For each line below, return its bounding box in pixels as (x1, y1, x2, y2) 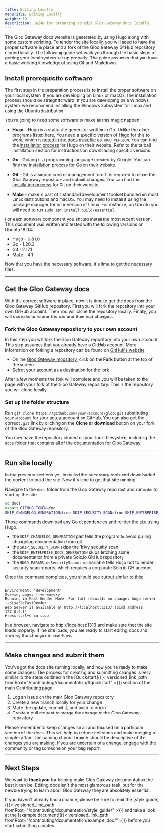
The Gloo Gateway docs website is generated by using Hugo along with (5, 34, 149, 40)
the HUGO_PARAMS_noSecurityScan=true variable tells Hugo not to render (12, 559, 154, 565)
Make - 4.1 (12, 252, 33, 258)
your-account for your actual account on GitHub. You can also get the (5, 415, 144, 421)
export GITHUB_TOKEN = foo (5, 506, 56, 511)
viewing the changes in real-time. (5, 632, 72, 638)
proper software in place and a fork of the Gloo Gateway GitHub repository (5, 44, 155, 50)
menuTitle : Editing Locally (5, 12, 62, 17)
